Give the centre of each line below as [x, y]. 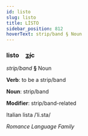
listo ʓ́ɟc [20, 55]
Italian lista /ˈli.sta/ [29, 115]
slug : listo [21, 17]
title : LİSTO [23, 23]
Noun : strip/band [28, 91]
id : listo [19, 12]
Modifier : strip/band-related [41, 104]
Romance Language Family [40, 126]
